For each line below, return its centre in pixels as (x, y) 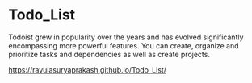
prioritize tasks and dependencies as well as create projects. (109, 54)
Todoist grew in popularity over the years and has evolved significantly (126, 37)
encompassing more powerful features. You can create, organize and (124, 45)
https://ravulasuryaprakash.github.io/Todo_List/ (88, 69)
